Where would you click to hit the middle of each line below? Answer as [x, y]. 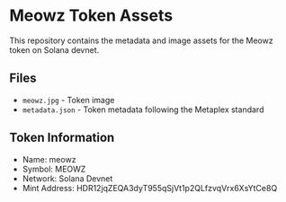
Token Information [62, 138]
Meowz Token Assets [91, 16]
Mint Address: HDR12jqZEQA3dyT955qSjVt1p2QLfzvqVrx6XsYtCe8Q [150, 188]
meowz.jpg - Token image [68, 100]
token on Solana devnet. [54, 49]
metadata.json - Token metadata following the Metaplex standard [143, 110]
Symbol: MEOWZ [54, 169]
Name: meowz [49, 159]
